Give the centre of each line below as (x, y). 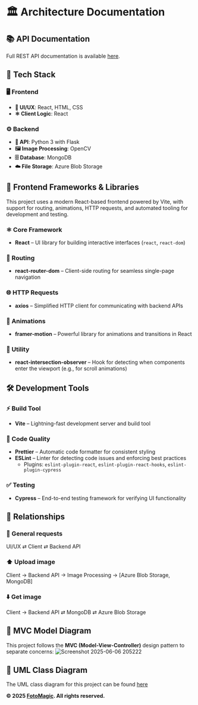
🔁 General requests (34, 533)
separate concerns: (30, 652)
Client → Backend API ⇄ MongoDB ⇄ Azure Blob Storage (76, 612)
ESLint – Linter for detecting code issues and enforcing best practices (100, 458)
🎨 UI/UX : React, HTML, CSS (49, 107)
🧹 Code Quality (28, 439)
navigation (28, 277)
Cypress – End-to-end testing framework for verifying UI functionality (100, 498)
